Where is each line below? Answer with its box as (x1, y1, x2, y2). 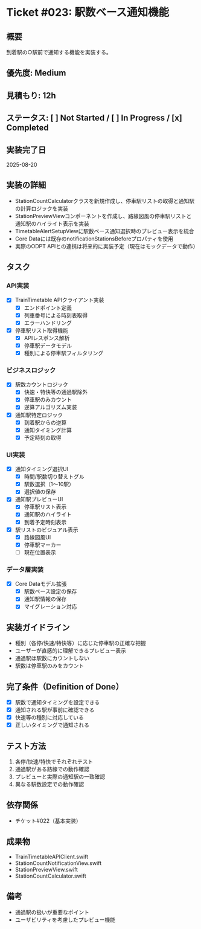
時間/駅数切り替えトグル (24, 473, 85, 480)
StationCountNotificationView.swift (14, 859, 102, 867)
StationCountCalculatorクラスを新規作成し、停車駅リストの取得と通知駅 (14, 197, 195, 204)
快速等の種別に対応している (14, 714, 85, 721)
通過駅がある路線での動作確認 (14, 765, 89, 773)
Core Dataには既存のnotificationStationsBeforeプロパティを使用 (14, 235, 174, 242)
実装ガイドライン (6, 622, 70, 632)
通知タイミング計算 (24, 426, 72, 434)
